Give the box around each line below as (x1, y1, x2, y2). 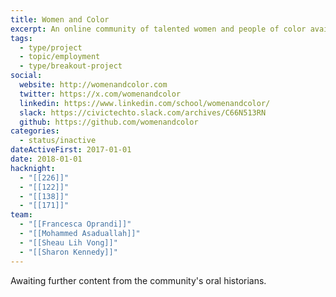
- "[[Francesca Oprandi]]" (19, 219, 132, 230)
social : (10, 71, 43, 81)
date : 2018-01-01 (10, 154, 83, 164)
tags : (10, 33, 33, 43)
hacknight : (10, 163, 56, 173)
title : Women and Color (10, 14, 110, 25)
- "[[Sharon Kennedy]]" (19, 247, 118, 257)
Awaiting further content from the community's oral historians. (10, 274, 267, 286)
